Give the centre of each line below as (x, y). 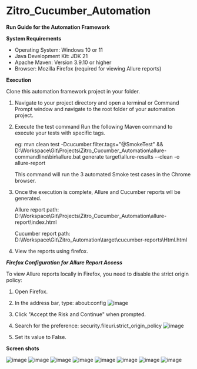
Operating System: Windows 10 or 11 (59, 50)
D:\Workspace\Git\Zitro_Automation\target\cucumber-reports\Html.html (101, 240)
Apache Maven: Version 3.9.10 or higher (63, 62)
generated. (28, 198)
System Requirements (34, 38)
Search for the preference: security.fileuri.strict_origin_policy (88, 326)
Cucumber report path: (42, 233)
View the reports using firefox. (51, 251)
